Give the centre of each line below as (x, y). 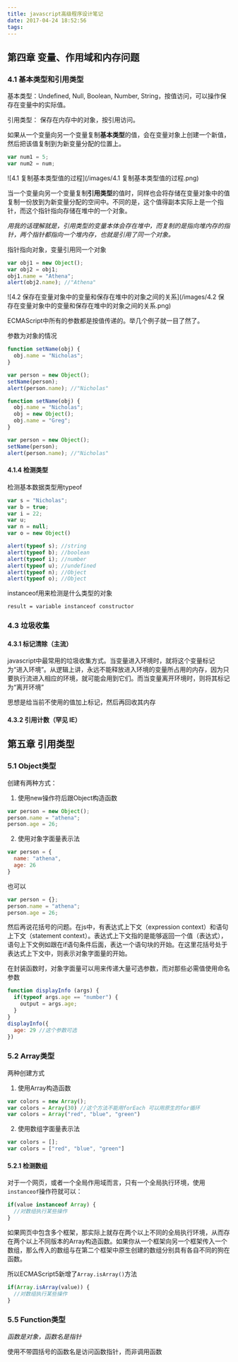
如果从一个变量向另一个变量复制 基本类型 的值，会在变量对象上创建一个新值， (119, 135)
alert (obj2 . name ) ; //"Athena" (52, 283)
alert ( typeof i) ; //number (47, 559)
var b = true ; (28, 507)
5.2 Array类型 (31, 1056)
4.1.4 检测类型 (28, 470)
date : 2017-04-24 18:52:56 (47, 20)
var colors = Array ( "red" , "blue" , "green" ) (74, 1114)
